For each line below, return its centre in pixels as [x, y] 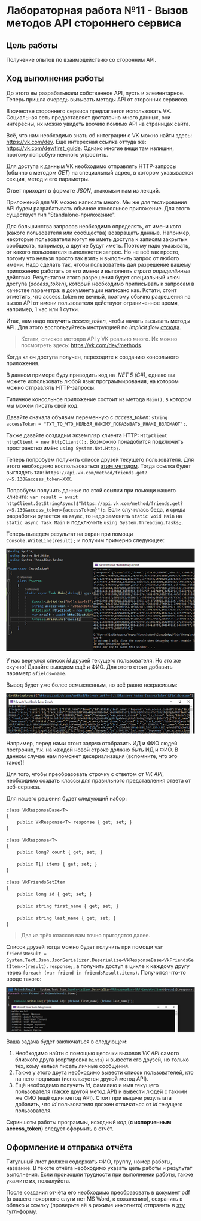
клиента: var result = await [42, 497]
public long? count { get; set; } [60, 852]
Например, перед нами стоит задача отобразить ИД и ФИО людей [92, 743]
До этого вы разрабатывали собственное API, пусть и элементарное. [95, 93]
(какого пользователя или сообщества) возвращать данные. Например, [99, 233]
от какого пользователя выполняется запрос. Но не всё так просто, [93, 252]
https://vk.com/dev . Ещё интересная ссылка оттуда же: [76, 142]
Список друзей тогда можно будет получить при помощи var [85, 947]
